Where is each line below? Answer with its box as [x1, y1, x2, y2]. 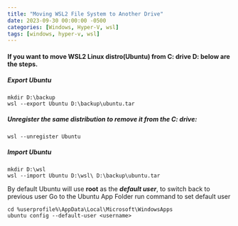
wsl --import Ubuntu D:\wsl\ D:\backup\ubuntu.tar [7, 172, 161, 179]
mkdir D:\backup [7, 94, 55, 101]
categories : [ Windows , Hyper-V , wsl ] [7, 23, 119, 31]
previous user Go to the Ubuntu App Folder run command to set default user [7, 192, 231, 200]
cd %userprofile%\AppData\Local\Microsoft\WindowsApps [7, 205, 173, 213]
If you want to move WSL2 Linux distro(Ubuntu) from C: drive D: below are [7, 52, 231, 60]
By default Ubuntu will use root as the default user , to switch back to [7, 184, 211, 193]
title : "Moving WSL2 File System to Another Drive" [7, 10, 163, 18]
